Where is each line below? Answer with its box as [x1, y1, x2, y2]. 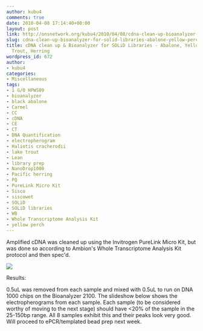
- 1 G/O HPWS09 [6, 87, 45, 93]
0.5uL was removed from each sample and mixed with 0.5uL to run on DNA [6, 286, 193, 293]
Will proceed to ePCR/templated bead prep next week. [6, 318, 142, 325]
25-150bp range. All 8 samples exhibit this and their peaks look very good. [6, 311, 192, 318]
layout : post [6, 25, 39, 32]
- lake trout [6, 149, 39, 155]
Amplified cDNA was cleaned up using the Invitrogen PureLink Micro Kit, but [6, 238, 196, 245]
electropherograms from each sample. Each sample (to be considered [6, 298, 181, 306]
